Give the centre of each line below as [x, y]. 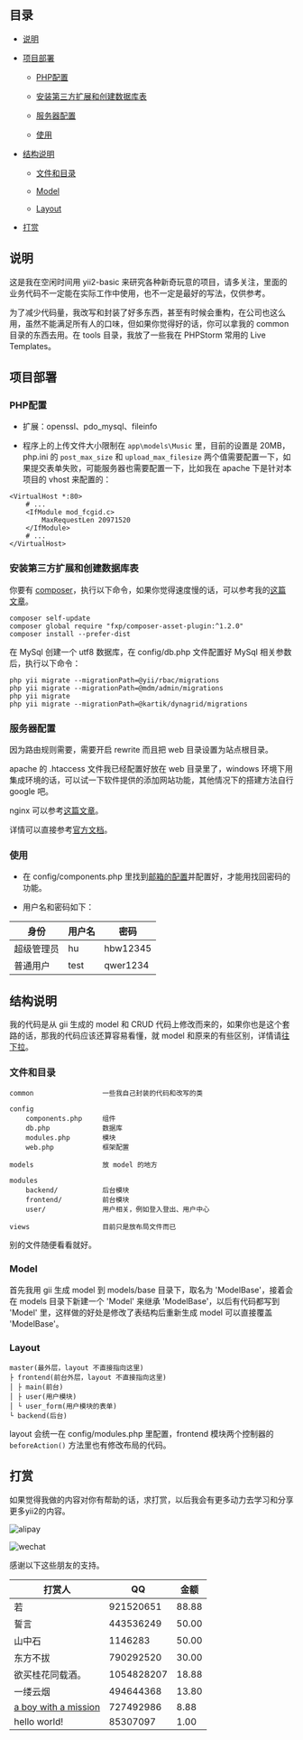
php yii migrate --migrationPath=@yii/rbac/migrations [115, 680]
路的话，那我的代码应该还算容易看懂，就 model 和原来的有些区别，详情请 [146, 1036]
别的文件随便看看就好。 [53, 1245]
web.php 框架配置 [78, 1148]
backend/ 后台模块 [78, 1190]
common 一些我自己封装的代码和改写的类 [106, 1094]
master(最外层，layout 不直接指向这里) [77, 1368]
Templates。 [33, 346]
